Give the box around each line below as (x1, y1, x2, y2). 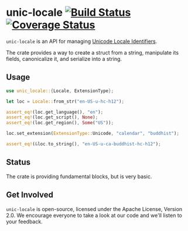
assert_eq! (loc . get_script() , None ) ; (6, 114, 98, 120)
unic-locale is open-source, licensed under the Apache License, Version (6, 205, 183, 212)
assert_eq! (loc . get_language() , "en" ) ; (6, 109, 104, 115)
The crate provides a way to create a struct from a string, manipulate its (6, 49, 179, 56)
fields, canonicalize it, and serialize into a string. (6, 55, 122, 62)
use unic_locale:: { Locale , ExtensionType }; (6, 88, 114, 94)
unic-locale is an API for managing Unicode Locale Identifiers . (6, 38, 158, 45)
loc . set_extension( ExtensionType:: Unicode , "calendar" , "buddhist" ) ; (6, 131, 180, 137)
